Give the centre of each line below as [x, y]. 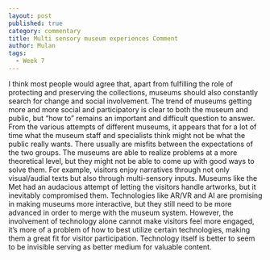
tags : [17, 53]
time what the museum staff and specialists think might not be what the [127, 135]
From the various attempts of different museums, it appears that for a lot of [133, 127]
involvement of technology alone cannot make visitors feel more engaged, [132, 221]
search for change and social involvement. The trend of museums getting [130, 101]
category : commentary [45, 31]
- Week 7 [30, 61]
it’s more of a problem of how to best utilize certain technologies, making [129, 229]
